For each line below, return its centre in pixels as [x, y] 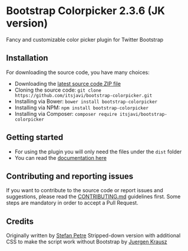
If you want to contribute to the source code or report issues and [85, 190]
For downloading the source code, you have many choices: [78, 72]
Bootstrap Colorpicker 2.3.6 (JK [85, 11]
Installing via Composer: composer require [66, 113]
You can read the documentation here [61, 158]
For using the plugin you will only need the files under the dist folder [98, 152]
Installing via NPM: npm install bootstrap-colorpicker [82, 108]
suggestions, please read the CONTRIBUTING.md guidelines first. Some [93, 197]
